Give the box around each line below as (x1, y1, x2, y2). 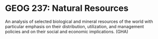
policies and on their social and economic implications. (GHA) (5, 29, 129, 34)
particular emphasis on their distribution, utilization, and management (5, 23, 144, 29)
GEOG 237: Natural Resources (5, 3, 129, 14)
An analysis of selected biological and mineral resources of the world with (5, 19, 153, 24)
